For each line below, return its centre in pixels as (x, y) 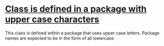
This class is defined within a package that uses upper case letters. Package (82, 33)
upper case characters (52, 19)
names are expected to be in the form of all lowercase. (60, 38)
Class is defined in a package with (76, 9)
